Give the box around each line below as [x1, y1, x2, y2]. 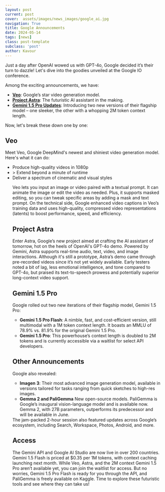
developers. [19, 343, 44, 349]
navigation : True [5, 21, 41, 26]
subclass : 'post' [5, 44, 41, 49]
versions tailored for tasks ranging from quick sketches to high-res [19, 385, 155, 391]
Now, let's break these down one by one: [5, 122, 88, 128]
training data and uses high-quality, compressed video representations [12, 205, 157, 211]
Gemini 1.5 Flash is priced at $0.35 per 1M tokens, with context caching [12, 454, 157, 460]
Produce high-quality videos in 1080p [12, 164, 89, 170]
